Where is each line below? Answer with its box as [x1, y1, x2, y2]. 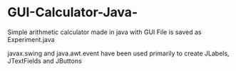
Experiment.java [7, 35, 55, 43]
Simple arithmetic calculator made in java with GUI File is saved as [7, 28, 202, 36]
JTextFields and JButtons [7, 56, 82, 65]
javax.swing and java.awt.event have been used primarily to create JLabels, [7, 49, 230, 58]
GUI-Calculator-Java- [7, 4, 138, 21]
